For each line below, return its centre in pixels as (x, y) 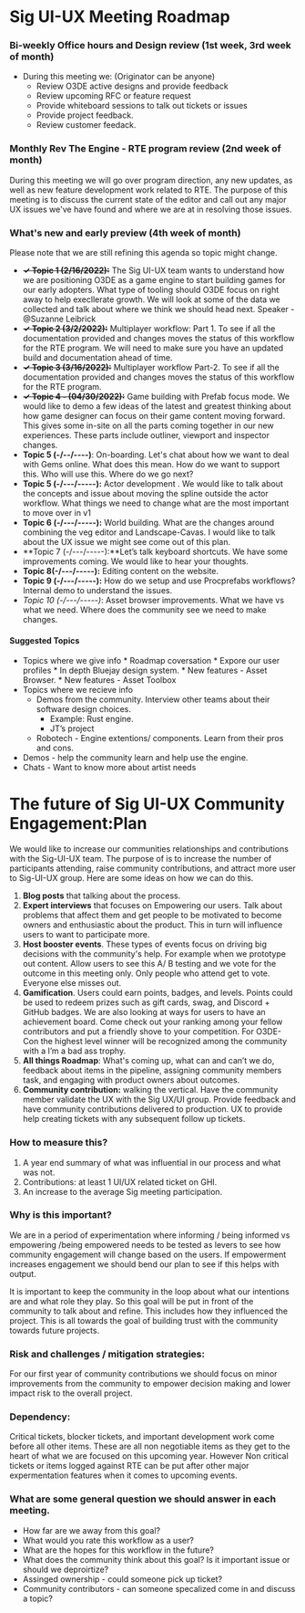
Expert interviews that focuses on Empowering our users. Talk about (152, 906)
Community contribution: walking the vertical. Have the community (150, 1090)
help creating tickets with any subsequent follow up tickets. (134, 1119)
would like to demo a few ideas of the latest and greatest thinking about (157, 406)
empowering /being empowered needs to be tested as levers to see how (145, 1244)
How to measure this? (59, 1143)
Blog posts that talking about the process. (102, 896)
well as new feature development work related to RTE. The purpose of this (149, 190)
